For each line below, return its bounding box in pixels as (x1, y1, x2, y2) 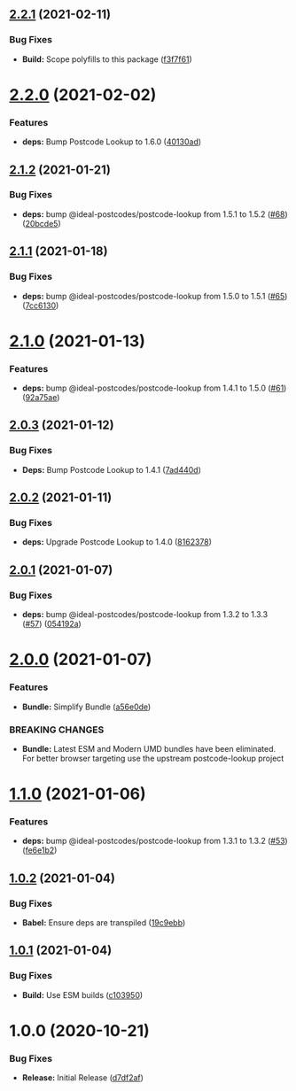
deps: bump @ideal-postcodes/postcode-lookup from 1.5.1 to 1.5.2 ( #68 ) (21, 208, 288, 220)
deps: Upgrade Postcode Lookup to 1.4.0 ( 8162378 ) (21, 537, 213, 547)
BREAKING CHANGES (9, 723, 105, 736)
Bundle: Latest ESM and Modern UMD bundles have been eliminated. (21, 743, 277, 754)
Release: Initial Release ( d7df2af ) (21, 1072, 144, 1083)
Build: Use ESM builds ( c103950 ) (21, 989, 144, 1000)
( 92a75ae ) (21, 392, 60, 403)
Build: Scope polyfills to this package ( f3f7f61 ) (21, 53, 192, 65)
